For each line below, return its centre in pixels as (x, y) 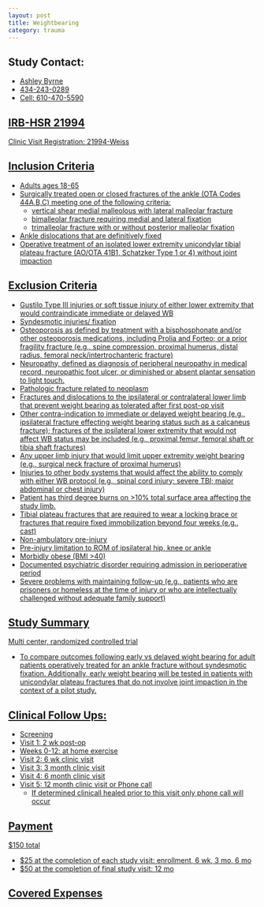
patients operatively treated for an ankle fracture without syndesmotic (133, 665)
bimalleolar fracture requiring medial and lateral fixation (121, 218)
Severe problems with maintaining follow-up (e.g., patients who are (128, 581)
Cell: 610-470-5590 (52, 98)
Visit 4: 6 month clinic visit (62, 776)
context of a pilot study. (58, 690)
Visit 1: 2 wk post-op (53, 743)
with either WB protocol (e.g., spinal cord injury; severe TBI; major (126, 480)
